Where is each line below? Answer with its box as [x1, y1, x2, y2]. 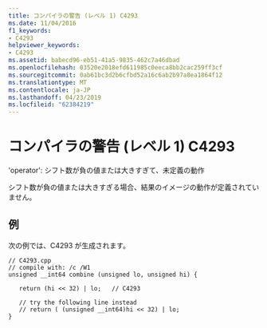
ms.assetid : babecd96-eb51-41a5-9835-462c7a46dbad [8, 57, 180, 65]
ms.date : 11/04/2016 [8, 19, 77, 27]
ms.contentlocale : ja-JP [8, 85, 91, 94]
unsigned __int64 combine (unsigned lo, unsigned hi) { [8, 271, 198, 279]
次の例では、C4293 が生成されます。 [8, 240, 130, 250]
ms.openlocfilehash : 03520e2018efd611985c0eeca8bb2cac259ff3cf [8, 64, 223, 72]
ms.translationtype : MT [8, 78, 88, 86]
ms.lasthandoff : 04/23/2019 [8, 93, 102, 101]
